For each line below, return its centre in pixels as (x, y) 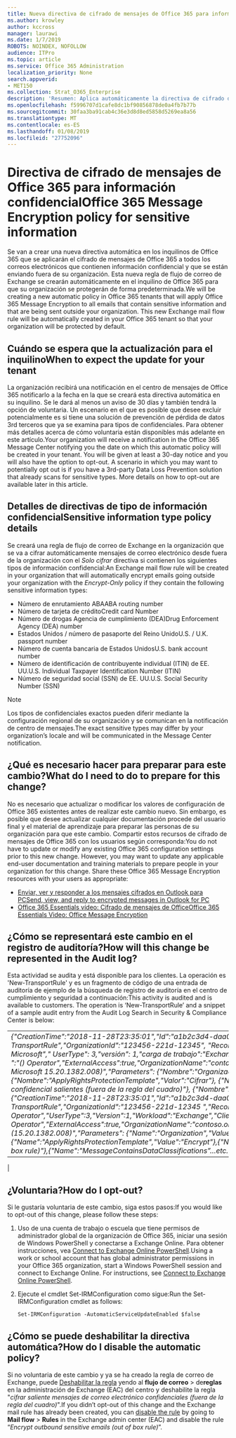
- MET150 (20, 86)
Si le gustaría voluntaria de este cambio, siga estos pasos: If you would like (115, 1207)
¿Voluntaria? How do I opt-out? (75, 1190)
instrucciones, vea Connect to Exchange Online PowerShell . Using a (115, 1250)
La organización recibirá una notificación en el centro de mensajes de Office (118, 387)
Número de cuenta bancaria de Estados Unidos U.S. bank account (113, 648)
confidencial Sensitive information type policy (110, 517)
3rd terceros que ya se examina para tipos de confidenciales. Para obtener (116, 425)
